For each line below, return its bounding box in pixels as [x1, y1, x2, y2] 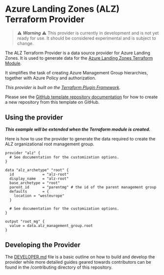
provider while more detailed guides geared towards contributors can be [5, 259, 151, 265]
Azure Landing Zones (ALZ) [5, 3, 120, 15]
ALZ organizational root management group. [5, 141, 94, 147]
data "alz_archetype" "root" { [5, 167, 69, 172]
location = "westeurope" [14, 193, 65, 198]
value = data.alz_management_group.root [9, 223, 93, 228]
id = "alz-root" [9, 172, 69, 177]
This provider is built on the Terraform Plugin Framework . [5, 84, 121, 90]
